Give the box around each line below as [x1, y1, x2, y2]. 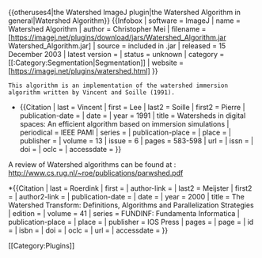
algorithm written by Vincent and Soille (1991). [8, 89, 176, 97]
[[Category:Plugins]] [8, 241, 75, 250]
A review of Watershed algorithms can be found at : [8, 160, 177, 169]
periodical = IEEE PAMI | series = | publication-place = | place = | [19, 127, 232, 137]
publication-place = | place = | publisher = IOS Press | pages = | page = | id [8, 218, 254, 226]
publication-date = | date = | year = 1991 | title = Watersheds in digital [19, 111, 246, 120]
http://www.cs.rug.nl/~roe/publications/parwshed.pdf [8, 169, 184, 177]
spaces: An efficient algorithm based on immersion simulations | [19, 120, 230, 128]
